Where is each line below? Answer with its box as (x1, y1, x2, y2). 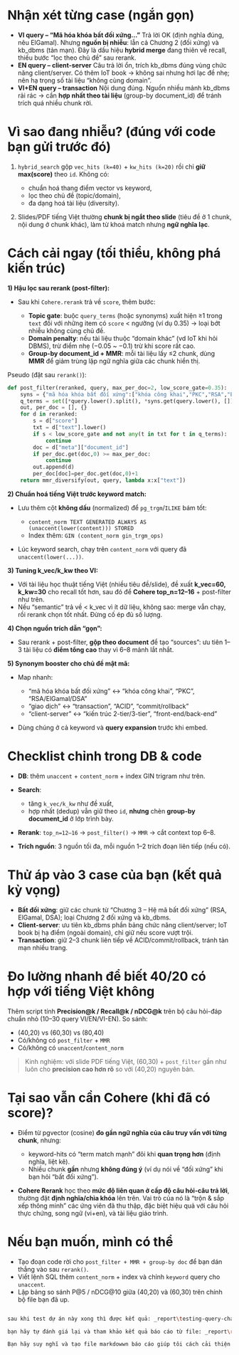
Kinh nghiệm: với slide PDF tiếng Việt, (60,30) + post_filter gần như (24, 1057, 227, 1065)
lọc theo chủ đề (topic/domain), (28, 191, 121, 199)
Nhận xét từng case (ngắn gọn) (7, 7, 195, 23)
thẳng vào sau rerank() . (17, 1265, 89, 1273)
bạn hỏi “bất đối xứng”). (28, 1172, 99, 1181)
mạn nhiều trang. (17, 943, 68, 951)
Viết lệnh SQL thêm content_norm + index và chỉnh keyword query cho (17, 1272, 221, 1281)
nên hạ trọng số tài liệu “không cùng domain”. (17, 75, 152, 85)
